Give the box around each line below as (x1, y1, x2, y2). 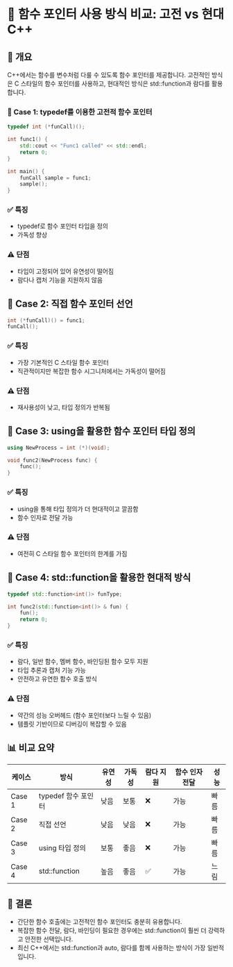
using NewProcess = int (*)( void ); (7, 444, 110, 451)
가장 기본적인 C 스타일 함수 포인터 (17, 358, 110, 366)
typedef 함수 (38, 791, 80, 801)
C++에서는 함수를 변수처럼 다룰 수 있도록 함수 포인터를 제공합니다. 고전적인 (7, 71, 210, 79)
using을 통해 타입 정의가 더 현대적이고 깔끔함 (17, 505, 139, 513)
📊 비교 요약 (7, 742, 55, 754)
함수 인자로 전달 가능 (17, 513, 74, 521)
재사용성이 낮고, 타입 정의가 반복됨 (17, 403, 110, 411)
